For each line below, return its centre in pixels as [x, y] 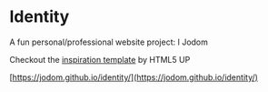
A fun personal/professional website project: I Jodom [109, 42]
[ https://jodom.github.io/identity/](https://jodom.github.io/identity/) [134, 77]
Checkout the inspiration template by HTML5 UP [100, 59]
